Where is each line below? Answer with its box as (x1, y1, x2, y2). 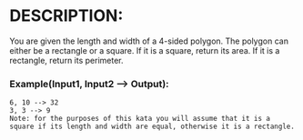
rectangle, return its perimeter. (9, 55, 124, 65)
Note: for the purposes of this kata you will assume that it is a (9, 115, 271, 124)
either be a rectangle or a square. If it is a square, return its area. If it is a (9, 45, 280, 55)
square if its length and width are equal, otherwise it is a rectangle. (9, 122, 296, 132)
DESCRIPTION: (9, 5, 124, 26)
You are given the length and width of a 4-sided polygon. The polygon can (9, 35, 289, 46)
